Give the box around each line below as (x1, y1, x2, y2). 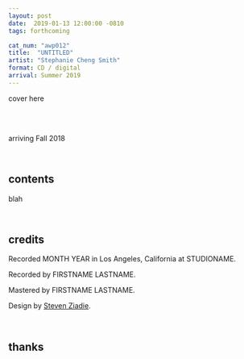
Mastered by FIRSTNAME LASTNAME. (8, 286, 135, 295)
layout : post (8, 11, 52, 20)
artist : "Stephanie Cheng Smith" (8, 56, 121, 65)
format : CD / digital (8, 64, 81, 73)
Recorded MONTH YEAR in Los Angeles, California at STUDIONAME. (8, 254, 236, 264)
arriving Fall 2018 (8, 133, 66, 143)
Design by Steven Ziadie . (8, 301, 91, 311)
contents (8, 173, 55, 186)
